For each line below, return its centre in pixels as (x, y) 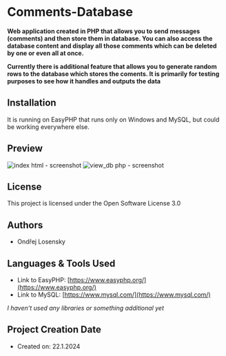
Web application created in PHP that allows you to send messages (104, 31)
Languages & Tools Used (61, 263)
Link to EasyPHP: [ (43, 280)
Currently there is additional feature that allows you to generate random (112, 66)
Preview (25, 149)
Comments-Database (70, 12)
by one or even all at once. (45, 53)
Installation (32, 103)
